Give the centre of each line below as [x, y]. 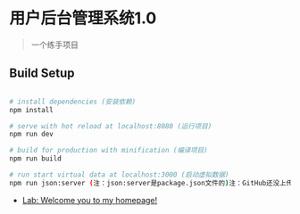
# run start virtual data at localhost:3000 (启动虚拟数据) [119, 175]
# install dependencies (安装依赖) [73, 102]
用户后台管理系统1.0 [83, 18]
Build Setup [42, 74]
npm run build [36, 159]
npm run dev [31, 135]
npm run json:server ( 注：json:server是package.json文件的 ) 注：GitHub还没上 [148, 183]
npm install [31, 110]
